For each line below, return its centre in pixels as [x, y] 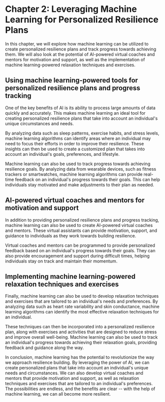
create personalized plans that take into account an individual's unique [77, 368]
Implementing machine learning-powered [70, 276]
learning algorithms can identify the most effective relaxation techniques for [82, 312]
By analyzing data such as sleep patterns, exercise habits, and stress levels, [82, 133]
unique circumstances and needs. [39, 123]
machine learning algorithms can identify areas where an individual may [78, 138]
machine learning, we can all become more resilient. [58, 394]
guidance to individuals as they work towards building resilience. [71, 235]
